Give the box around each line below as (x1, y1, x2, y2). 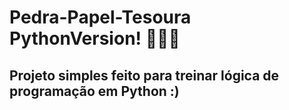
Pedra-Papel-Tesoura (9, 6, 192, 29)
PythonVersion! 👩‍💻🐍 (9, 27, 181, 50)
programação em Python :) (9, 82, 180, 100)
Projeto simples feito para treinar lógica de (9, 67, 280, 84)
